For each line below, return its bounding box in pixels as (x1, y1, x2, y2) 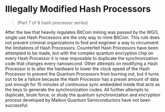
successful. (5, 102, 29, 108)
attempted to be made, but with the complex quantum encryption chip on (5, 50, 154, 56)
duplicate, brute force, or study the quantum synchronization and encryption (5, 92, 161, 98)
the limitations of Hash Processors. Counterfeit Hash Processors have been (5, 45, 159, 51)
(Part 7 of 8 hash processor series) (17, 20, 88, 26)
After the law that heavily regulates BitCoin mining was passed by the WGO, (5, 29, 159, 35)
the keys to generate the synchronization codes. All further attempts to (5, 86, 149, 92)
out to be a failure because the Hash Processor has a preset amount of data (5, 76, 159, 82)
